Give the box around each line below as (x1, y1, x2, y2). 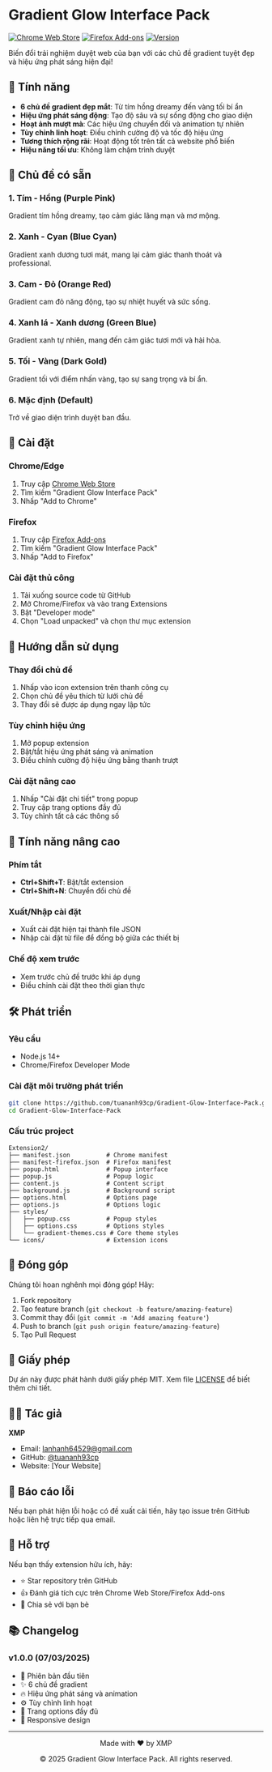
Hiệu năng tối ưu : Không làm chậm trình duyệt (19, 144, 176, 155)
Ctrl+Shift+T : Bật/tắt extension (19, 877, 124, 888)
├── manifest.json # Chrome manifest (8, 1151, 168, 1159)
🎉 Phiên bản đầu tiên (19, 1671, 90, 1680)
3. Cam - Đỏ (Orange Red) (8, 278, 112, 289)
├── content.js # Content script (8, 1179, 164, 1187)
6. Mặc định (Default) (8, 394, 94, 406)
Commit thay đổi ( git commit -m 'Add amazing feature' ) (19, 1312, 210, 1322)
